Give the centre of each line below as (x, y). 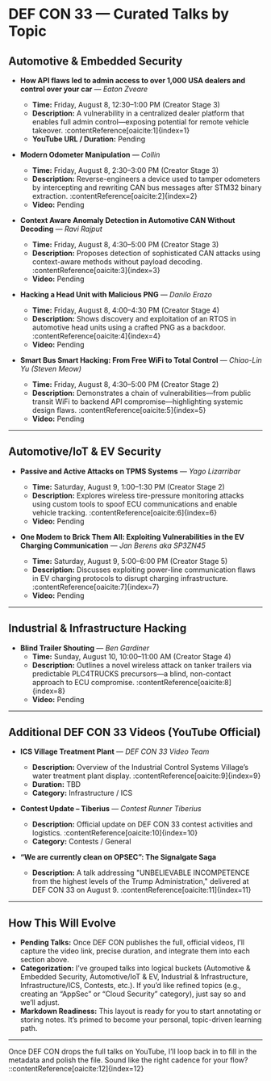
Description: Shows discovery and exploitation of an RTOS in (134, 319)
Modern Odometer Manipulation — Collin (90, 155)
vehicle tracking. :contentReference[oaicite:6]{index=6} (125, 512)
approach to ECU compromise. (83, 682)
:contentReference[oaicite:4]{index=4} (96, 336)
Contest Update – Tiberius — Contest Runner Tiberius (110, 809)
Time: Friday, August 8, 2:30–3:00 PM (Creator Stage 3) (125, 170)
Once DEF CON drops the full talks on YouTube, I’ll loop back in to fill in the (133, 1052)
